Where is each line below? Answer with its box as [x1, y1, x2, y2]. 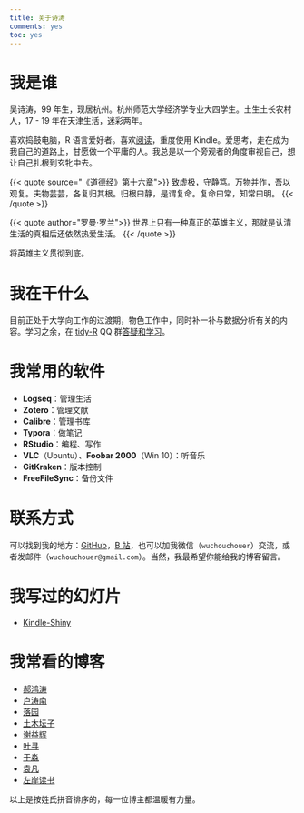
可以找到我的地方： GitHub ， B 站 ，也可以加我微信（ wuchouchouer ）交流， [9, 540, 283, 551]
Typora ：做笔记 [22, 427, 83, 438]
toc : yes [9, 30, 43, 39]
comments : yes [9, 22, 64, 31]
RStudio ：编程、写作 [22, 438, 102, 450]
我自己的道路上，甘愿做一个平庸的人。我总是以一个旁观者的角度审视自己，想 [9, 146, 296, 157]
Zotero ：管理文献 [22, 405, 89, 416]
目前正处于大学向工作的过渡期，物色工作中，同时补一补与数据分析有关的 [9, 315, 279, 326]
